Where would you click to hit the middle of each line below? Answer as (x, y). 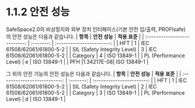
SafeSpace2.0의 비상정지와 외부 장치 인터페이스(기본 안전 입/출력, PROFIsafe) (96, 29)
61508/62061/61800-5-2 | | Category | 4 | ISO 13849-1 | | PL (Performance (95, 55)
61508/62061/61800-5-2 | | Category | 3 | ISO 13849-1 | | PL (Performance (95, 93)
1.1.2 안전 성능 (38, 12)
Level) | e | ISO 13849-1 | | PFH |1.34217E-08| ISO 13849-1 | (77, 61)
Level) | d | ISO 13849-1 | (36, 99)
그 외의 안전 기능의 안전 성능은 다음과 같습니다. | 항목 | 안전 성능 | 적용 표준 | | (94, 74)
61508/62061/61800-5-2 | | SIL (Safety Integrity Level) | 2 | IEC (81, 86)
